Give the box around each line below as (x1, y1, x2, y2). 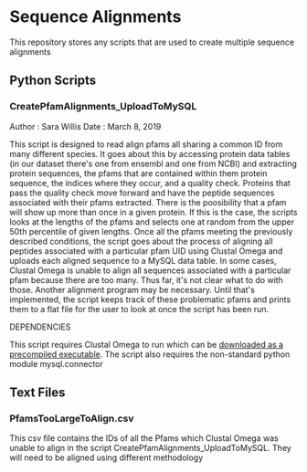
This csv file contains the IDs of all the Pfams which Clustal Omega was (9, 433, 279, 444)
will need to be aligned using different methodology (9, 452, 204, 463)
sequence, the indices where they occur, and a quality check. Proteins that (9, 177, 291, 188)
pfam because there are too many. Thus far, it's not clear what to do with (9, 274, 283, 285)
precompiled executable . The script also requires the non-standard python (9, 349, 291, 360)
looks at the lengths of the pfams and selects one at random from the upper (9, 216, 295, 227)
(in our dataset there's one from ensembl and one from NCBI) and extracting (9, 158, 297, 169)
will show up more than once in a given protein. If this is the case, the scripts (9, 206, 298, 217)
